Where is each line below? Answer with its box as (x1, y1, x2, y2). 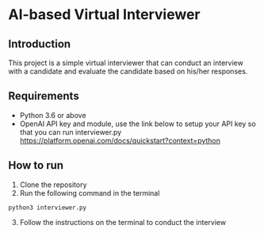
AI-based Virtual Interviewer (8, 6, 201, 24)
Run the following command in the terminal (19, 188, 160, 197)
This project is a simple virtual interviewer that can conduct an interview (8, 58, 243, 67)
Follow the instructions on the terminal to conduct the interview (19, 217, 227, 227)
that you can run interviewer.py (19, 127, 122, 136)
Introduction (8, 37, 71, 51)
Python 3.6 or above (19, 110, 86, 120)
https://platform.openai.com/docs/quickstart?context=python (19, 136, 220, 145)
